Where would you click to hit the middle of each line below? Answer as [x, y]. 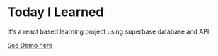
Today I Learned [56, 12]
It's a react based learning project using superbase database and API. [109, 31]
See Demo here [30, 45]
